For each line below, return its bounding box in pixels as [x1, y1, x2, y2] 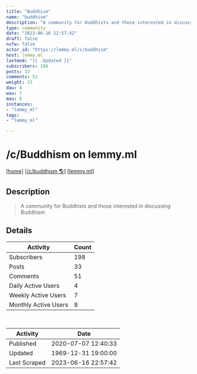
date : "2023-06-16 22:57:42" [6, 30, 77, 36]
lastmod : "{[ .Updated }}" [6, 57, 72, 63]
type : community [6, 25, 46, 31]
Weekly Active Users [9, 291, 66, 299]
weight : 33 [6, 80, 33, 86]
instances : [6, 101, 33, 107]
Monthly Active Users [9, 300, 69, 308]
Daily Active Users [9, 281, 60, 290]
